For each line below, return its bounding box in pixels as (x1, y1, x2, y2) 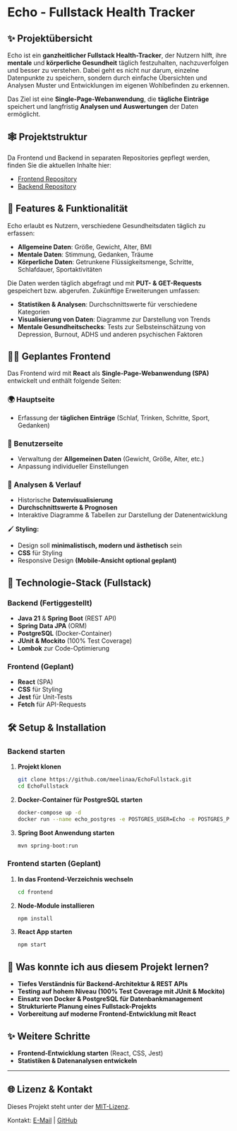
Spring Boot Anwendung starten (17, 828, 115, 837)
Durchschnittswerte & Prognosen (17, 503, 118, 512)
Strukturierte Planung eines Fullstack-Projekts (17, 1002, 157, 1011)
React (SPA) (17, 677, 54, 686)
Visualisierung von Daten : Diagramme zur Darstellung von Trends (17, 315, 211, 324)
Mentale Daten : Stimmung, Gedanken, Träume (17, 250, 154, 259)
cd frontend (17, 888, 53, 896)
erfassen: (7, 229, 35, 237)
